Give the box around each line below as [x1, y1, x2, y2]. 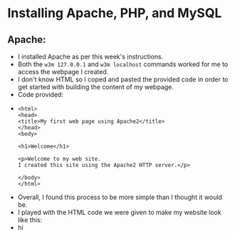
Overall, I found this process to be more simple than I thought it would [17, 193, 223, 201]
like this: [17, 216, 43, 224]
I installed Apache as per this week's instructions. [17, 52, 164, 61]
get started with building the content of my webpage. [17, 83, 174, 91]
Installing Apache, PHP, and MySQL [7, 5, 222, 21]
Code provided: [17, 91, 64, 99]
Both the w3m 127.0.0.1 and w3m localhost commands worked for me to [17, 60, 229, 69]
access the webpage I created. [17, 68, 109, 76]
